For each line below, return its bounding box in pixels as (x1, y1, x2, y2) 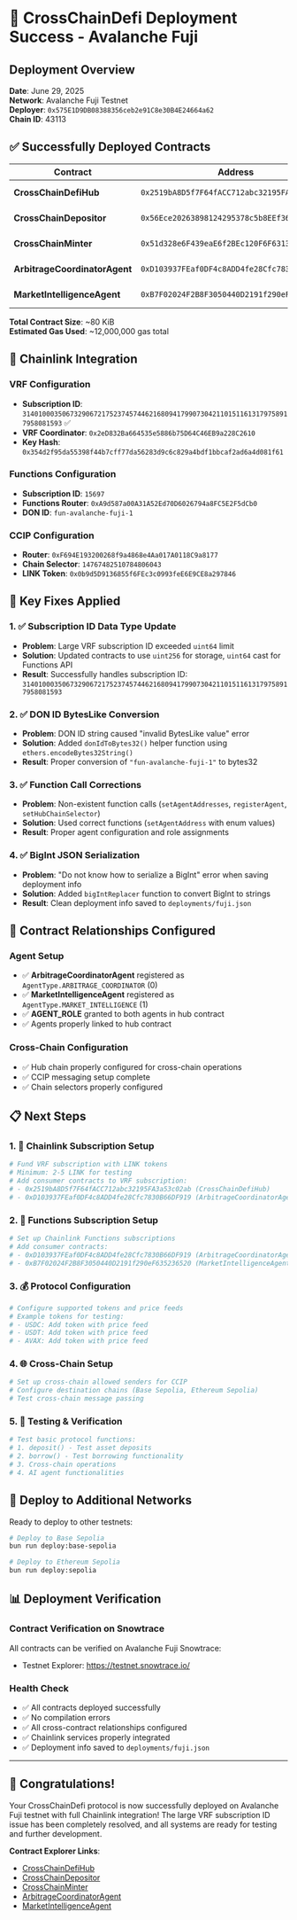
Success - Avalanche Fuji (9, 27, 199, 47)
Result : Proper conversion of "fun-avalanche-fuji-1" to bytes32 (21, 757, 258, 768)
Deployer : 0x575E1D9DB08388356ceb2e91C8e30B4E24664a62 (9, 105, 215, 114)
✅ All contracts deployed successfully (21, 1702, 161, 1713)
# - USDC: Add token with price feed (9, 1320, 148, 1329)
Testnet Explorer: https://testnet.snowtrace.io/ (21, 1659, 190, 1670)
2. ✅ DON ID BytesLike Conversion (9, 708, 160, 721)
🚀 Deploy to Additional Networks (9, 1493, 193, 1508)
